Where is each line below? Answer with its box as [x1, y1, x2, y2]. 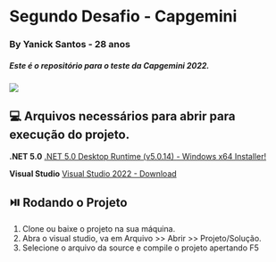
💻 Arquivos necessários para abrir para [9, 109, 236, 124]
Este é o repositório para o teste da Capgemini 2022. [9, 60, 210, 70]
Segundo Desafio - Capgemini [9, 6, 238, 27]
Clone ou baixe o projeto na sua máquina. [21, 223, 176, 233]
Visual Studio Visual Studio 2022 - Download [9, 168, 177, 179]
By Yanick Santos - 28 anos [9, 38, 131, 51]
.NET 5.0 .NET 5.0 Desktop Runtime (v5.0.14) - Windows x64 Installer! [9, 151, 266, 161]
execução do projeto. [9, 127, 130, 143]
